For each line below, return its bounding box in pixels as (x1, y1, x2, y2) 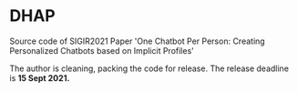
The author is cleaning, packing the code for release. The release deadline (9, 63, 290, 74)
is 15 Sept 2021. (9, 72, 70, 83)
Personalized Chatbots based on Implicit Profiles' (9, 45, 194, 56)
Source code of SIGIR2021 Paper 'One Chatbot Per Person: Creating (9, 36, 266, 46)
